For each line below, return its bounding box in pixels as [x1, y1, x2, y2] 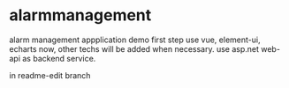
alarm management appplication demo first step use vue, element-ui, [9, 34, 261, 45]
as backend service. [21, 53, 96, 63]
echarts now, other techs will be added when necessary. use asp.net [9, 43, 259, 54]
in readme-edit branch [9, 70, 91, 80]
